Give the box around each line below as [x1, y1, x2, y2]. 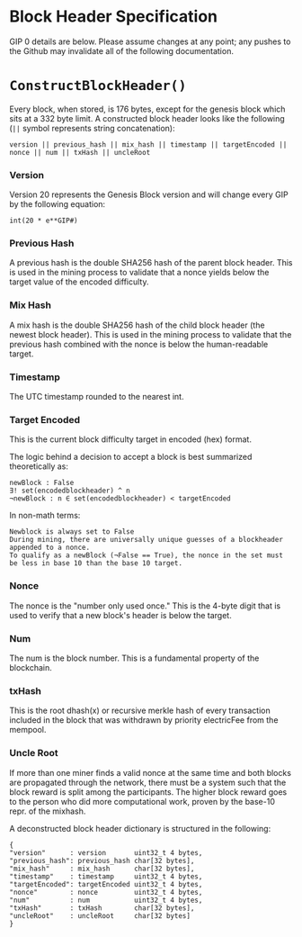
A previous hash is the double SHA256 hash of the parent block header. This [9, 257, 293, 268]
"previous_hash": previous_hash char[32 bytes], [9, 856, 195, 865]
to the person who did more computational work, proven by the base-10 [9, 796, 276, 806]
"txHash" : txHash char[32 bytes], [9, 903, 195, 913]
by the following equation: [9, 199, 106, 210]
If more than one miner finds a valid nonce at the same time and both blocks [9, 767, 292, 778]
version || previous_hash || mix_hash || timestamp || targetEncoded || [9, 140, 288, 149]
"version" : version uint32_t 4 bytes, [9, 848, 203, 857]
